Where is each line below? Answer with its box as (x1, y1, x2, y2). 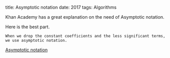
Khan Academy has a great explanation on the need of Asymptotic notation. (5, 14, 165, 20)
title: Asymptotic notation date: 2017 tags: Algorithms (5, 5, 117, 10)
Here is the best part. (5, 24, 50, 30)
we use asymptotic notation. (5, 38, 67, 43)
